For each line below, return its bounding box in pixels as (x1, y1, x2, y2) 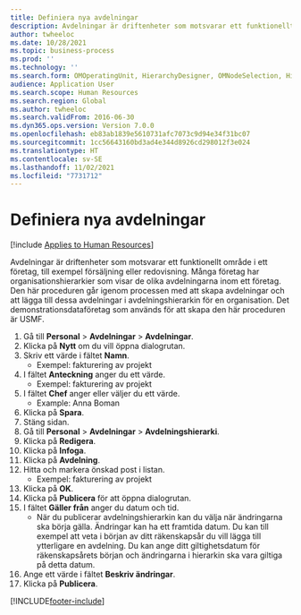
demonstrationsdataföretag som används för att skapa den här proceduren (10, 304, 286, 315)
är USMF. (10, 314, 45, 325)
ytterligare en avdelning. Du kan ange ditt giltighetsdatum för (36, 541, 261, 551)
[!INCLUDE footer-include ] (10, 596, 105, 607)
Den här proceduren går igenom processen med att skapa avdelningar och (10, 286, 285, 296)
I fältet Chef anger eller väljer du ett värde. (22, 389, 180, 399)
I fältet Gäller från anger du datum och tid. (22, 502, 180, 513)
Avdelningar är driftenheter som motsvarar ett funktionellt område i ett (10, 257, 268, 268)
